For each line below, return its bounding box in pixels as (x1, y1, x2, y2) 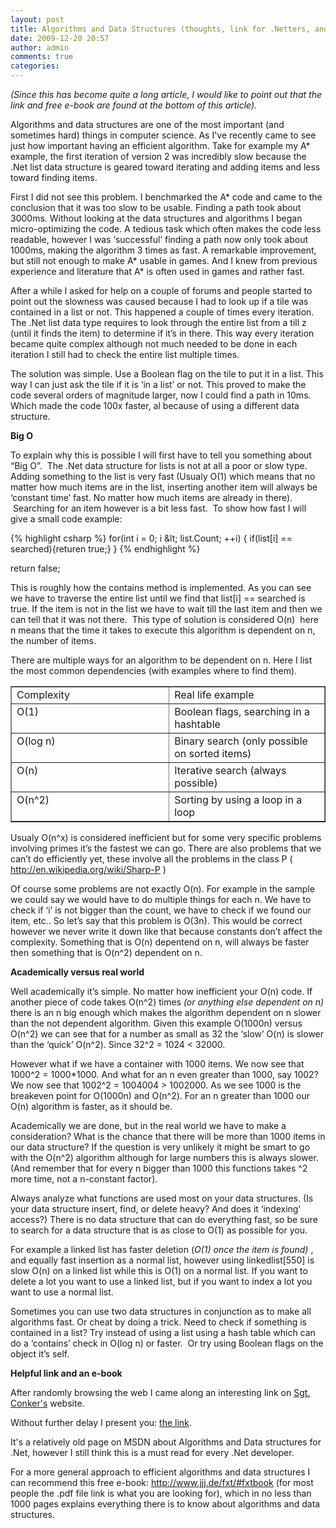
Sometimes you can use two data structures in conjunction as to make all (10, 1306, 312, 1317)
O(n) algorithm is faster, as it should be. (10, 1101, 173, 1112)
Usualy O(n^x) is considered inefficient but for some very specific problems (10, 832, 322, 843)
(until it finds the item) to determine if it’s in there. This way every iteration (10, 327, 315, 339)
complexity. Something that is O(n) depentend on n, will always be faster (10, 936, 310, 948)
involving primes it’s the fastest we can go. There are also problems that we (10, 842, 322, 854)
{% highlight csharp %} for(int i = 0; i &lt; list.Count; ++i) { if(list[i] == (10, 532, 293, 544)
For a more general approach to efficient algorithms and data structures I (10, 1466, 311, 1478)
